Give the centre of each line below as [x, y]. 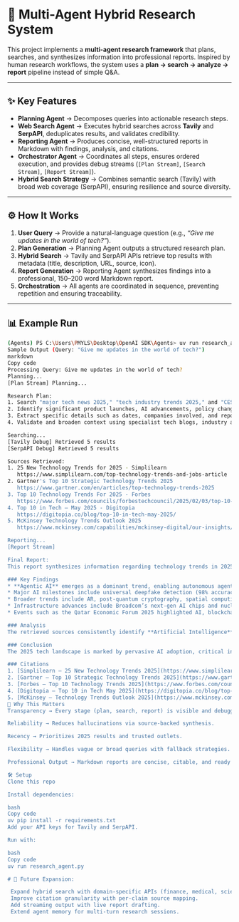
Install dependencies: [41, 794]
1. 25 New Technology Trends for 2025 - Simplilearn [87, 468]
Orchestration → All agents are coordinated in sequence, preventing [118, 286]
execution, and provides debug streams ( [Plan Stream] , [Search [111, 164]
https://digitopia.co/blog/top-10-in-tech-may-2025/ [96, 514]
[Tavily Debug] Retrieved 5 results [62, 442]
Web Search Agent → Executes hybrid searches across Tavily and [116, 126]
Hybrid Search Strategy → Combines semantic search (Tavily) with [116, 179]
